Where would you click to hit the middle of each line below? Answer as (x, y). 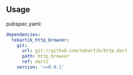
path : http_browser (45, 56)
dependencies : (24, 35)
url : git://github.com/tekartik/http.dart (74, 51)
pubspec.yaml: (24, 23)
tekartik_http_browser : (40, 40)
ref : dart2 (35, 62)
